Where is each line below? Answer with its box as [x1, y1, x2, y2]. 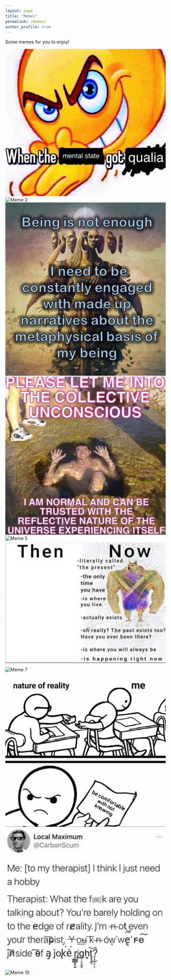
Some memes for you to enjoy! [5, 39, 70, 45]
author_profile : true [5, 24, 51, 29]
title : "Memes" [5, 13, 38, 19]
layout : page [5, 8, 33, 13]
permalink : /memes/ [5, 19, 47, 24]
